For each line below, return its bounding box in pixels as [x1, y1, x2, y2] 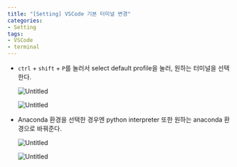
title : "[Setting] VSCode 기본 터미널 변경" [7, 10, 132, 18]
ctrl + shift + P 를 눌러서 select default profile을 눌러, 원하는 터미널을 [17, 64, 217, 72]
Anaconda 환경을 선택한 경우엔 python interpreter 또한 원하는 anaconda [17, 115, 223, 124]
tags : [7, 30, 23, 38]
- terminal [7, 43, 40, 50]
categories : [7, 17, 43, 24]
